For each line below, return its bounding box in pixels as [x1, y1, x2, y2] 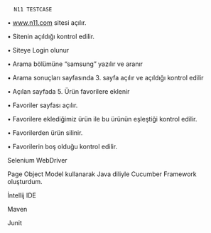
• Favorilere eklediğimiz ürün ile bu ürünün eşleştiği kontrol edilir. [7, 115, 198, 123]
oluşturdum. [7, 178, 43, 185]
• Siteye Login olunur [7, 46, 70, 54]
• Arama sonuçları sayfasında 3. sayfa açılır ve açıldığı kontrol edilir [7, 74, 204, 82]
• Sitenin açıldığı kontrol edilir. [7, 32, 94, 40]
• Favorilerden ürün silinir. [7, 129, 83, 137]
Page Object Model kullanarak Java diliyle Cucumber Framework [7, 170, 197, 178]
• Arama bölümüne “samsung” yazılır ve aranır [7, 60, 144, 68]
